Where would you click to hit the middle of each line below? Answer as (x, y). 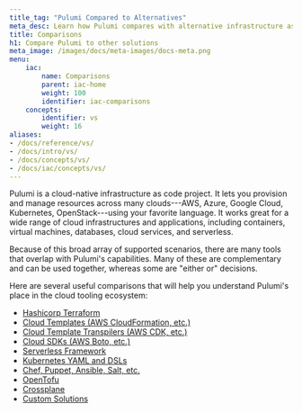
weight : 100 (64, 93)
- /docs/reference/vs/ (52, 143)
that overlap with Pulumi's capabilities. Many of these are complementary (145, 259)
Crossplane (44, 390)
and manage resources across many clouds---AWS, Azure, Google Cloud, (146, 203)
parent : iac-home (74, 85)
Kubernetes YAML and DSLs (75, 361)
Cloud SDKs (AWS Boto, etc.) (76, 342)
